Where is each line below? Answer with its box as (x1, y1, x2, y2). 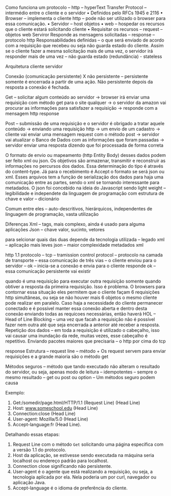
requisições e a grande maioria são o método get (5, 353, 109, 360)
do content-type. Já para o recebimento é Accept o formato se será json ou (5, 169, 165, 174)
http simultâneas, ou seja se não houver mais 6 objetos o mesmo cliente (5, 294, 157, 301)
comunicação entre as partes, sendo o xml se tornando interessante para (5, 180, 160, 185)
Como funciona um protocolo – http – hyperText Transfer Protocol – (5, 5, 147, 10)
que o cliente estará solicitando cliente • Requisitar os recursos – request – (5, 26, 163, 32)
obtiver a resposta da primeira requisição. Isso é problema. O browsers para (5, 284, 166, 289)
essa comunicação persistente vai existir (5, 268, 91, 274)
